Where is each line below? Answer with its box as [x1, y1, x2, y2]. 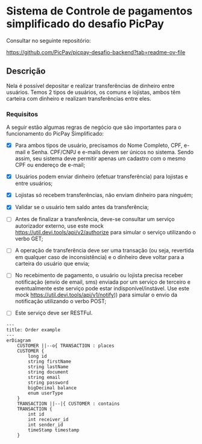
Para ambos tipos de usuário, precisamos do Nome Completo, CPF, [14, 142, 183, 149]
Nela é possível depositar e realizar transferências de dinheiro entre [6, 82, 175, 89]
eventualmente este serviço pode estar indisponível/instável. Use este [14, 285, 190, 292]
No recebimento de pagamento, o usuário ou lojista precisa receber [14, 272, 183, 279]
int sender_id [28, 422, 63, 428]
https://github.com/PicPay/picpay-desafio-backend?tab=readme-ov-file [6, 48, 186, 55]
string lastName [28, 363, 69, 370]
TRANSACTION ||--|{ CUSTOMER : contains [17, 401, 120, 407]
